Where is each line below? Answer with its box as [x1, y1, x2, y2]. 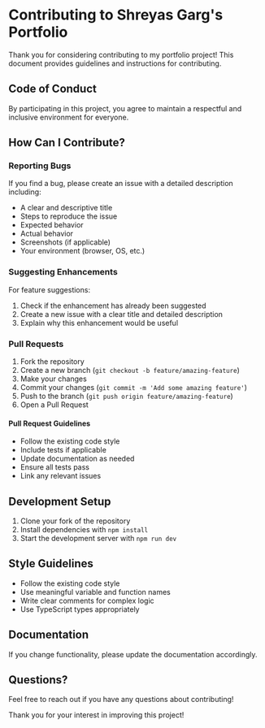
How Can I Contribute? [8, 136, 126, 149]
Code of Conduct [8, 82, 98, 96]
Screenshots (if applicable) [20, 237, 111, 247]
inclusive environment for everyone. [8, 112, 129, 122]
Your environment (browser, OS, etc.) [20, 246, 146, 256]
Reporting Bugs [8, 160, 72, 171]
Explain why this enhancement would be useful [20, 318, 179, 327]
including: [8, 187, 42, 197]
